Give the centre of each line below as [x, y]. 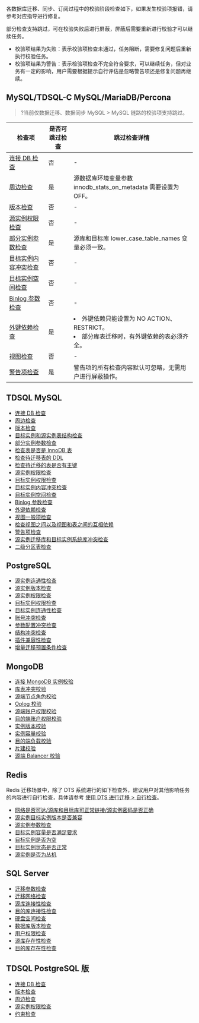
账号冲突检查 [30, 618]
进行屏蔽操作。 [100, 376]
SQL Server [28, 874]
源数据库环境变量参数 [103, 178]
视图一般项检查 [33, 517]
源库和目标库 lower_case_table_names [127, 238]
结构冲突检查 [30, 633]
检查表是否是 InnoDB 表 [43, 450]
